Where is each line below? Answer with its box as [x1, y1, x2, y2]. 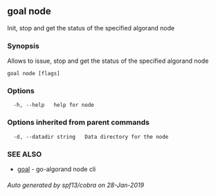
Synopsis [7, 41, 39, 50]
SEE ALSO [7, 149, 42, 159]
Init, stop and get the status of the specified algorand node [7, 23, 175, 32]
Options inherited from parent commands [7, 117, 150, 127]
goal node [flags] [7, 70, 60, 77]
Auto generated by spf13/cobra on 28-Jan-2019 [7, 181, 144, 189]
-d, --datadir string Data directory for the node [13, 133, 169, 140]
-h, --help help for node [13, 101, 95, 109]
